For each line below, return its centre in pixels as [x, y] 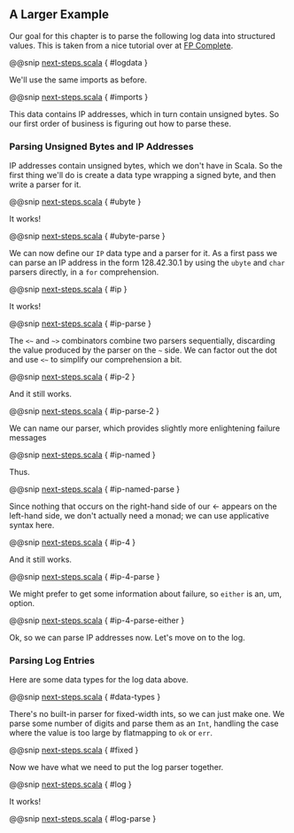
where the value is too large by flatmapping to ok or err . [111, 733]
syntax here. [32, 525]
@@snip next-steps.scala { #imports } [79, 97]
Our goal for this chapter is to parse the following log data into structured [143, 35]
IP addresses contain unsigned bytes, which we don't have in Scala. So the [146, 166]
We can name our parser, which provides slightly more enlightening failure [145, 428]
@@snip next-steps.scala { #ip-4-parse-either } [97, 620]
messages [28, 438]
